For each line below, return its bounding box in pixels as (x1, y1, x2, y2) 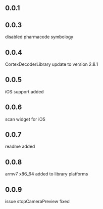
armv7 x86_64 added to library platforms (5, 171, 88, 177)
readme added (5, 143, 35, 150)
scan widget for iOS (5, 116, 46, 122)
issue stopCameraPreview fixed (5, 199, 70, 205)
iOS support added (5, 88, 44, 94)
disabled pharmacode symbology (5, 34, 73, 40)
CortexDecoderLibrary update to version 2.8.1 (5, 61, 98, 67)
